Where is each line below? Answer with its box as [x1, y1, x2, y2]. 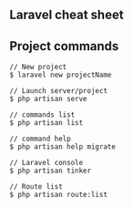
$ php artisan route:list [9, 191, 107, 200]
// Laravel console [9, 159, 84, 168]
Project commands [9, 38, 119, 54]
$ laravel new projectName [9, 70, 112, 80]
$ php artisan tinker [9, 166, 92, 176]
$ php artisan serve [9, 95, 88, 104]
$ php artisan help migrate [9, 142, 117, 151]
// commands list [9, 110, 76, 120]
